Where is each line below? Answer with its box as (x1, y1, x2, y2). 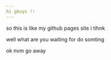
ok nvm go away (6, 47, 46, 54)
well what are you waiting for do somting (6, 36, 105, 43)
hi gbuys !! (6, 8, 35, 15)
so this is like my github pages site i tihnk (6, 24, 106, 31)
